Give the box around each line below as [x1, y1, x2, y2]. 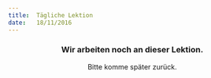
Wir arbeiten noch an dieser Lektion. [61, 44, 204, 55]
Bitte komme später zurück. [87, 62, 177, 71]
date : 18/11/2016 [8, 19, 72, 27]
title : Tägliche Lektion [8, 11, 93, 19]
